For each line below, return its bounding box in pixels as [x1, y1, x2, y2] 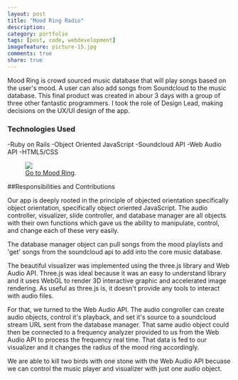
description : [7, 23, 46, 31]
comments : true [7, 50, 53, 58]
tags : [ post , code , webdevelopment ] [7, 37, 116, 44]
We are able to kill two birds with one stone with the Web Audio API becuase [7, 357, 231, 366]
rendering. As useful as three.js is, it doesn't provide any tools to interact [7, 284, 220, 293]
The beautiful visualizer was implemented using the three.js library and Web [7, 261, 229, 270]
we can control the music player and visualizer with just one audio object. [7, 364, 222, 373]
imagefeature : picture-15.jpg [7, 43, 97, 50]
